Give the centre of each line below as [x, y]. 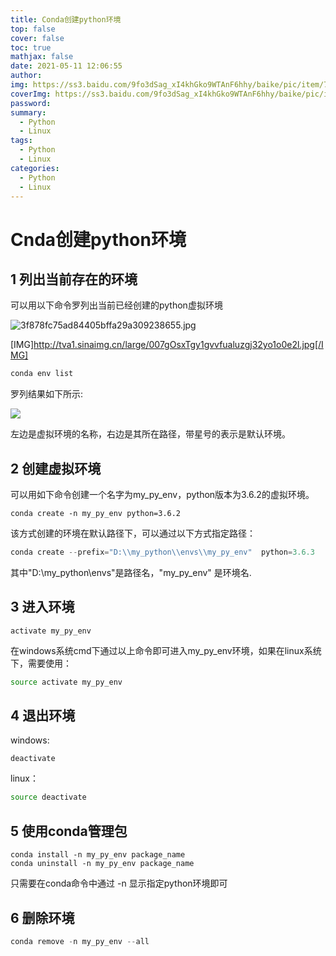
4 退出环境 [43, 716]
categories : [35, 168]
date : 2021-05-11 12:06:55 [66, 66]
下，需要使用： [41, 663]
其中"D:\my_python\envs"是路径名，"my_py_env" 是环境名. [131, 572]
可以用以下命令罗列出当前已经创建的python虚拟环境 [116, 305]
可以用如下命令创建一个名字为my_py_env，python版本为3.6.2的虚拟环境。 [162, 495]
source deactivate [48, 797]
